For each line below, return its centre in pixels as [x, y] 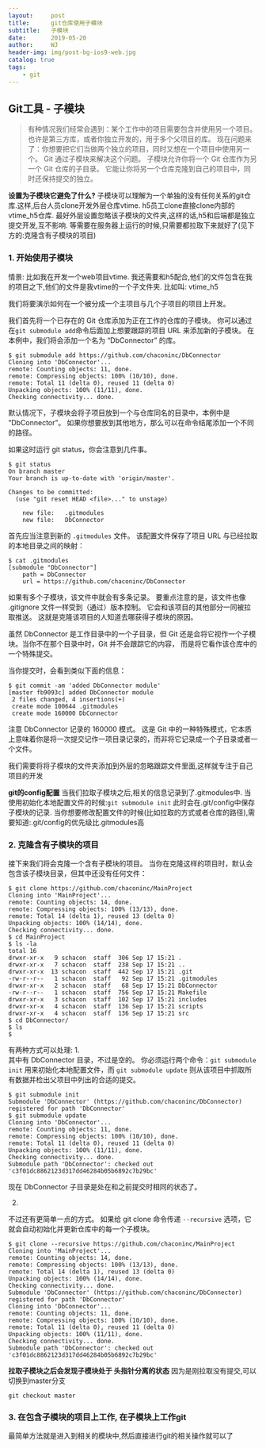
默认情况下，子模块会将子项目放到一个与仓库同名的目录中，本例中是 [119, 413]
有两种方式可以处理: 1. [44, 1050]
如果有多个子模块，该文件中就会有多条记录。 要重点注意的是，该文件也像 [127, 597]
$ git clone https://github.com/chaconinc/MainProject [101, 889]
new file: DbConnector [63, 520]
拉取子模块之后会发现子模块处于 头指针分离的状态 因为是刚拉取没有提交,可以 [133, 1371]
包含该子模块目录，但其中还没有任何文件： [78, 874]
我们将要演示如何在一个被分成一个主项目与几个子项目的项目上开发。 [119, 303]
